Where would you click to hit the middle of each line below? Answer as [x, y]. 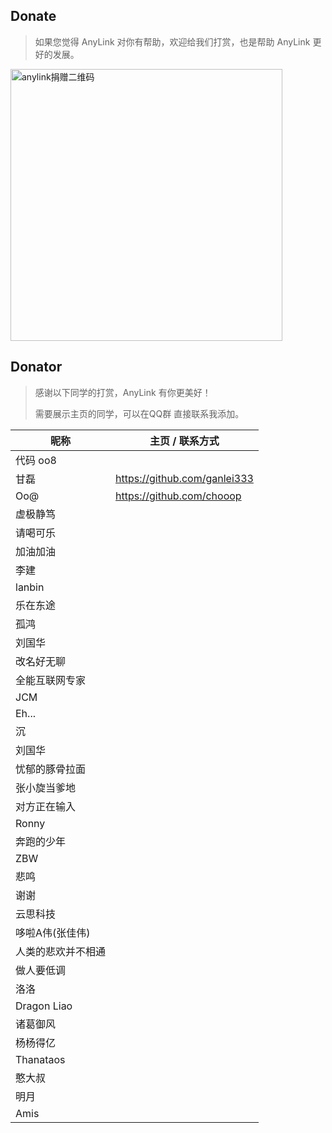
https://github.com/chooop [178, 496]
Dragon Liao [44, 1006]
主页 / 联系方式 [184, 441]
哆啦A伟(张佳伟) [53, 932]
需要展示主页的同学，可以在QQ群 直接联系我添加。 [139, 413]
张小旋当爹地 [46, 787]
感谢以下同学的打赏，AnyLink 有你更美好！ [123, 392]
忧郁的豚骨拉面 [51, 769]
